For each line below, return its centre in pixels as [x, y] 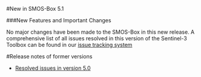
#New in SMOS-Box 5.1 [35, 9]
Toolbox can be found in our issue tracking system [69, 45]
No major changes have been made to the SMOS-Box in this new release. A [100, 32]
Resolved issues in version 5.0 [53, 68]
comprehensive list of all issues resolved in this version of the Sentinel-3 [97, 38]
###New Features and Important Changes [59, 20]
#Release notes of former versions [49, 56]
